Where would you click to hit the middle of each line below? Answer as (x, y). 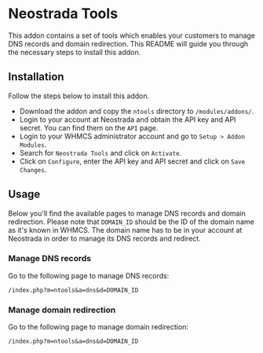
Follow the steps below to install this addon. (79, 96)
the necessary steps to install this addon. (75, 52)
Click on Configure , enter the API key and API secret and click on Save (132, 161)
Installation (36, 77)
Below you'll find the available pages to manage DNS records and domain (127, 213)
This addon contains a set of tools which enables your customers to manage (132, 35)
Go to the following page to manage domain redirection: (98, 327)
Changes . (33, 169)
